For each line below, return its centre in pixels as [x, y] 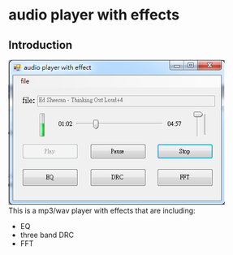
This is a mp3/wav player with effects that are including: [102, 210]
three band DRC [47, 235]
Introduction [41, 45]
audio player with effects [94, 15]
